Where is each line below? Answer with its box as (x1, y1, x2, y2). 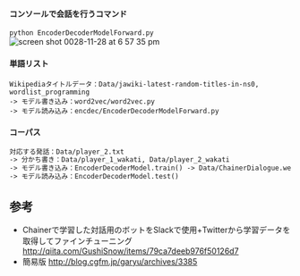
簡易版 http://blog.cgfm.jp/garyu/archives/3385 (21, 255, 198, 267)
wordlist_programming (9, 88, 90, 97)
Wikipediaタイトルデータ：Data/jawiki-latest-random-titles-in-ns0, (9, 80, 260, 89)
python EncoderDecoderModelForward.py (9, 29, 154, 38)
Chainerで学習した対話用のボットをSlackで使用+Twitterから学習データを (21, 224, 291, 235)
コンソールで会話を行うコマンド (9, 8, 127, 19)
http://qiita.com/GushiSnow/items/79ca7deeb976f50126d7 (21, 246, 239, 256)
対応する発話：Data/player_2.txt (9, 147, 124, 156)
